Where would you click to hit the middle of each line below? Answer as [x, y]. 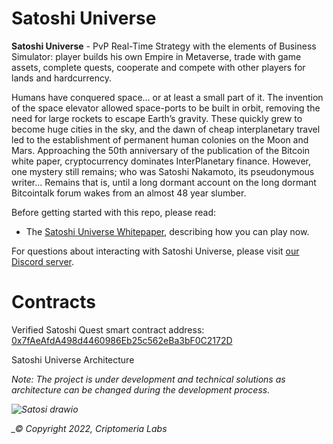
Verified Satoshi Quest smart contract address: [108, 329]
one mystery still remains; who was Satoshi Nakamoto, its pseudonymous [163, 171]
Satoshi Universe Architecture [73, 359]
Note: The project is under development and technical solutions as [148, 379]
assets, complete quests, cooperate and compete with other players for [158, 67]
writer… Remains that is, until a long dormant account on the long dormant [164, 182]
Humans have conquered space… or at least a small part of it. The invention [167, 97]
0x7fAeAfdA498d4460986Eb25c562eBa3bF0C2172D [122, 340]
